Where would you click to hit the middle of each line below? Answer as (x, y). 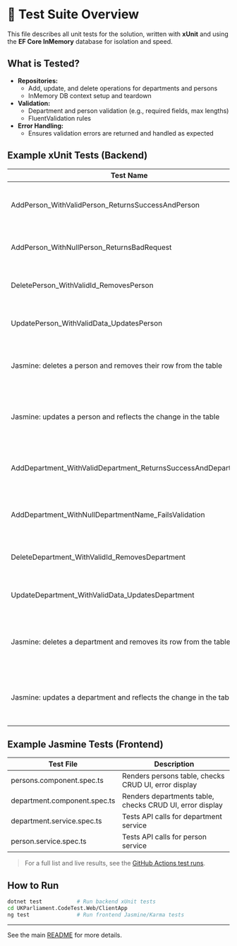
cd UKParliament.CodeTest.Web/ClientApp (68, 909)
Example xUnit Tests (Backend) (78, 156)
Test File (63, 764)
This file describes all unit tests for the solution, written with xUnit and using (118, 34)
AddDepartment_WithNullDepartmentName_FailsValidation (108, 515)
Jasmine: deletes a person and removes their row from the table (117, 365)
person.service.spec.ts (49, 842)
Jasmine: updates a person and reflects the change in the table (115, 417)
